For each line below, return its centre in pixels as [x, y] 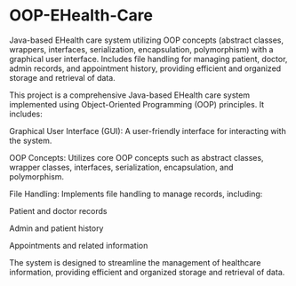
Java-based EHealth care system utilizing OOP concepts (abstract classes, [147, 40]
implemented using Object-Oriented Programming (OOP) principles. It [137, 104]
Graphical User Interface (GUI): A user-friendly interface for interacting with [148, 131]
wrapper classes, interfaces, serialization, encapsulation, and [121, 167]
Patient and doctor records [58, 211]
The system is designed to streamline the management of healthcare [135, 262]
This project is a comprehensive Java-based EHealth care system [130, 95]
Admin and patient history [56, 228]
